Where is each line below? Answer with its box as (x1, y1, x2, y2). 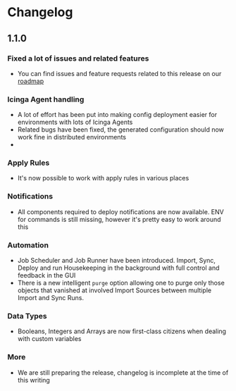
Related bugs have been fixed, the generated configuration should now (17, 125, 224, 134)
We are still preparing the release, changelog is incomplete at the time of (17, 368, 229, 377)
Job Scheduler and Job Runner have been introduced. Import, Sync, (17, 256, 216, 265)
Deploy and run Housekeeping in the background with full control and (17, 263, 220, 272)
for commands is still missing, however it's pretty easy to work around (17, 215, 221, 223)
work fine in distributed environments (17, 133, 127, 142)
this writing (17, 376, 51, 384)
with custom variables (17, 335, 82, 343)
